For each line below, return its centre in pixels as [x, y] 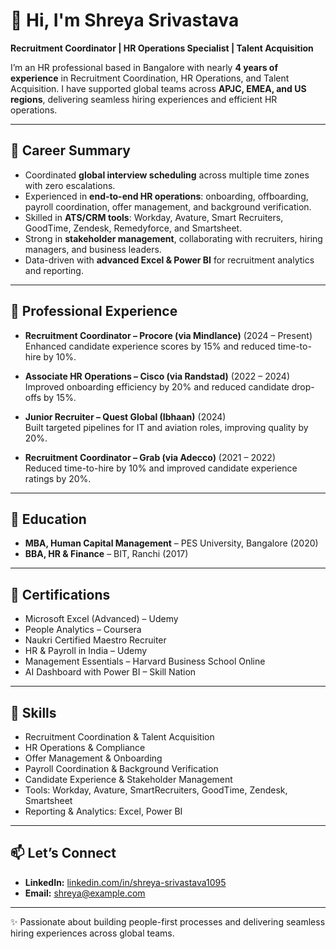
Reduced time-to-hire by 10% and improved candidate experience [161, 468]
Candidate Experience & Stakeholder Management [128, 779]
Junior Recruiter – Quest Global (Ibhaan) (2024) [125, 416]
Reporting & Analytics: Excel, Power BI [103, 811]
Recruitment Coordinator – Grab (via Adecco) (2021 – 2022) [150, 457]
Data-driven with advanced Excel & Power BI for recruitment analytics [169, 260]
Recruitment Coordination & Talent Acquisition [119, 737]
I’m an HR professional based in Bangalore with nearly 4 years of [144, 67]
